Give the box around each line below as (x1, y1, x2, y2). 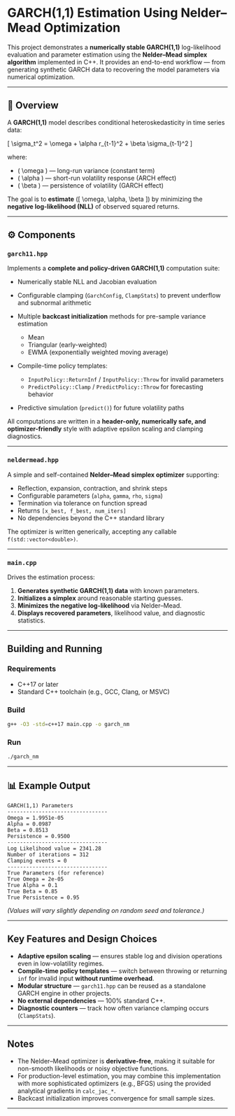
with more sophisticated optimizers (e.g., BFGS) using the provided (17, 1079, 211, 1087)
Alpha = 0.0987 (7, 821, 52, 828)
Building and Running (7, 643, 103, 655)
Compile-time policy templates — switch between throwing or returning (17, 966, 227, 975)
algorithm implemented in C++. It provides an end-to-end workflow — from (7, 57, 226, 66)
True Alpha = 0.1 (7, 881, 58, 888)
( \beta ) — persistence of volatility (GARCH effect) (17, 181, 164, 190)
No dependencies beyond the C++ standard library (17, 513, 165, 522)
